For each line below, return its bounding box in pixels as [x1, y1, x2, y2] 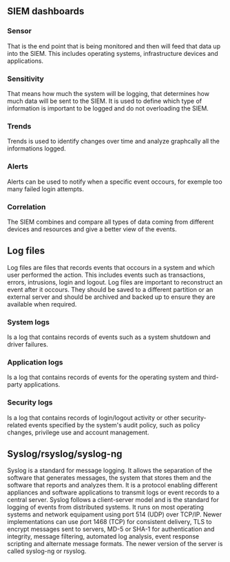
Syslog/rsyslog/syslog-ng [7, 448, 123, 460]
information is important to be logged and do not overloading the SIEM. [7, 104, 209, 113]
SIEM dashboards [7, 6, 85, 17]
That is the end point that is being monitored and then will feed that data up [7, 41, 221, 50]
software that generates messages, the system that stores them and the [7, 474, 211, 482]
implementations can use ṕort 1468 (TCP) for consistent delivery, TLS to [7, 518, 212, 526]
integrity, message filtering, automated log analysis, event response [7, 532, 200, 541]
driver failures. [7, 340, 48, 348]
